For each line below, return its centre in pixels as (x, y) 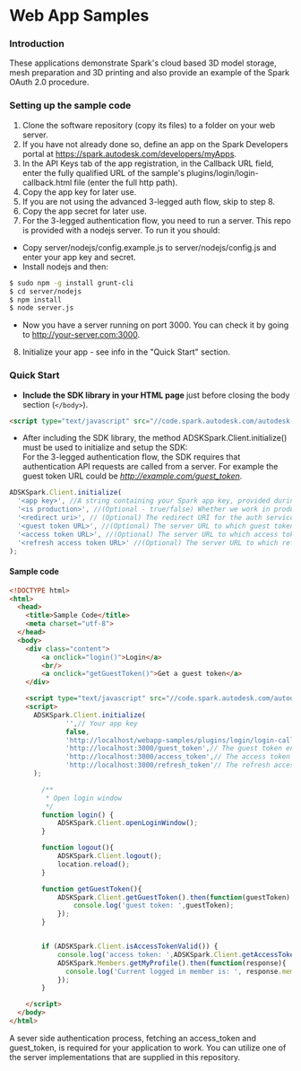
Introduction (37, 44)
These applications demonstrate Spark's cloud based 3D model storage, (143, 63)
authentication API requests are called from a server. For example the (150, 467)
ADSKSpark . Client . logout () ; (110, 856)
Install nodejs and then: (65, 267)
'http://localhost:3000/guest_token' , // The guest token (174, 749)
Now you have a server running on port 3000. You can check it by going (155, 325)
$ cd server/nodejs (46, 291)
